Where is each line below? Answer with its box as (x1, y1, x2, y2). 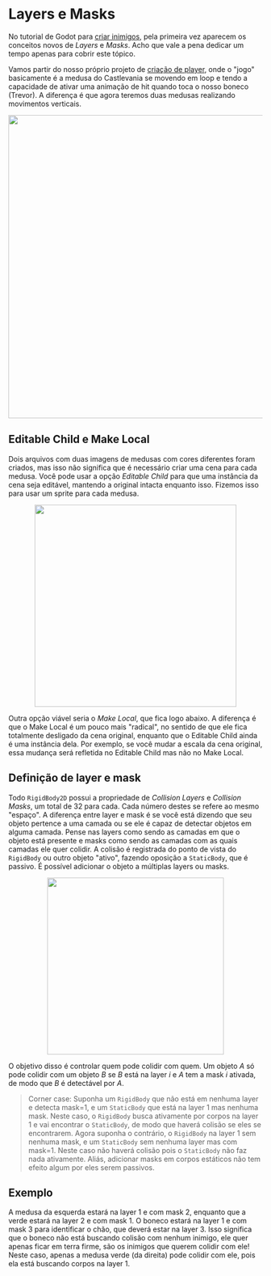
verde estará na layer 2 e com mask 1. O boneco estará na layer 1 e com (8, 1216, 248, 1226)
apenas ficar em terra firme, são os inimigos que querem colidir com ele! (8, 1242, 250, 1252)
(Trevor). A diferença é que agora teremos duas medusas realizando (8, 90, 236, 99)
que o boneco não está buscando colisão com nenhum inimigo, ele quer (8, 1233, 248, 1243)
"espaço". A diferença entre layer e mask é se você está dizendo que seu (8, 809, 252, 819)
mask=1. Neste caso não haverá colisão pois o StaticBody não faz (27, 1145, 248, 1155)
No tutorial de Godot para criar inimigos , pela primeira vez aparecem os (8, 32, 247, 41)
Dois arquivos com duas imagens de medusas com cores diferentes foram (8, 454, 256, 463)
